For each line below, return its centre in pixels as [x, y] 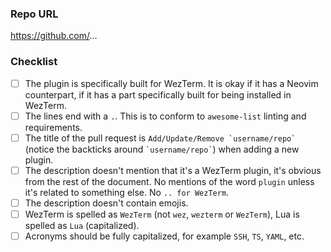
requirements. [53, 127]
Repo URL [34, 14]
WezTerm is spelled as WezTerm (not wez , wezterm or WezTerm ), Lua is [162, 214]
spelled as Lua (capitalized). [82, 225]
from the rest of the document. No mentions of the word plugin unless [169, 181]
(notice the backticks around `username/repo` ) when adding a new [162, 149]
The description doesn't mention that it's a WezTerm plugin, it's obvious [173, 170]
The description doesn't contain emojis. [106, 203]
